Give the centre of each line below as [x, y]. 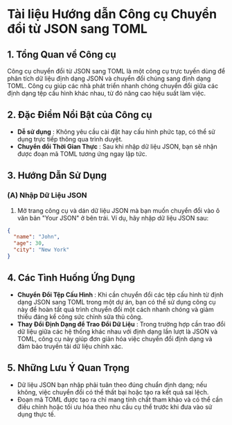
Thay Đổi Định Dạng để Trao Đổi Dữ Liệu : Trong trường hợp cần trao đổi [121, 324]
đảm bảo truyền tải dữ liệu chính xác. [70, 346]
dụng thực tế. [36, 414]
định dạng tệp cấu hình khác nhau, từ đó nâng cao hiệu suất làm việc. [107, 93]
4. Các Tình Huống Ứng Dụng [71, 278]
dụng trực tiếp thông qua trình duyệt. [70, 139]
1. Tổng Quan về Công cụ [62, 54]
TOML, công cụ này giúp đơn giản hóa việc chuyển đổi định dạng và [115, 338]
